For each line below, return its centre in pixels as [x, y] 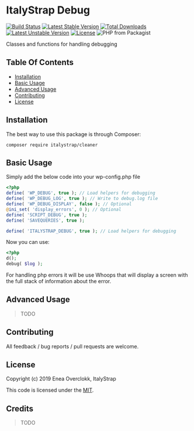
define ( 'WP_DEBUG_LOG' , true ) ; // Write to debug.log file [82, 199]
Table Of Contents [40, 62]
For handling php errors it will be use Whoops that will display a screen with [97, 275]
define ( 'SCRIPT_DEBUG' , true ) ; [47, 215]
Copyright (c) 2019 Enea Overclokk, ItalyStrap [61, 379]
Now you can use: [28, 242]
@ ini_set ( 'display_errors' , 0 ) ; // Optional [64, 209]
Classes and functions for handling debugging [62, 44]
